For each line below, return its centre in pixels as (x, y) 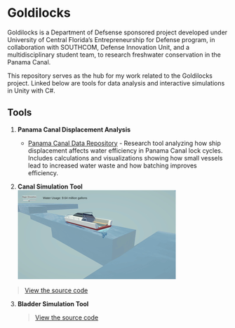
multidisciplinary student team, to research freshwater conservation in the (114, 55)
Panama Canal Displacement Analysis (74, 129)
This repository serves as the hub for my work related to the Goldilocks (110, 76)
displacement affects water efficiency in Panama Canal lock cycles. (125, 150)
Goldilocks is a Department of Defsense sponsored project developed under (117, 32)
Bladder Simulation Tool (53, 303)
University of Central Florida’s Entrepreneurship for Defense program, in (111, 39)
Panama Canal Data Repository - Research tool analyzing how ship (124, 143)
